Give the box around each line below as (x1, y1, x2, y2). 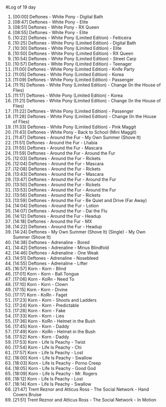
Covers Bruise (12, 392, 42, 397)
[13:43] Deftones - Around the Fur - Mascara (12, 171, 104, 177)
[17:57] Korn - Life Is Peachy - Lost (12, 350, 83, 355)
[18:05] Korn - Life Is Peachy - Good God (12, 366, 96, 371)
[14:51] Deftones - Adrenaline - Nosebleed (12, 255, 99, 261)
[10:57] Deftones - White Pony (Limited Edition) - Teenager (12, 61, 132, 67)
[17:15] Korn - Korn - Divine (12, 286, 68, 292)
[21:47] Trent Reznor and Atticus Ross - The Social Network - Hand (12, 386, 149, 392)
